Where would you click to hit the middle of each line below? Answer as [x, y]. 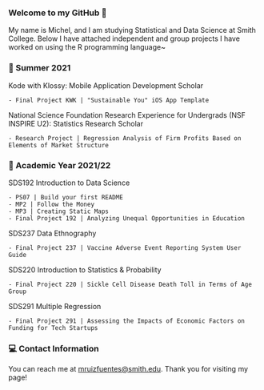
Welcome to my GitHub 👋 [58, 13]
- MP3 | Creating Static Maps [59, 211]
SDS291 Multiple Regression [55, 306]
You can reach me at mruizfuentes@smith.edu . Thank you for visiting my [128, 369]
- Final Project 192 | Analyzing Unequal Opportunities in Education [127, 218]
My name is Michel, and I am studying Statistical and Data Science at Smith [132, 30]
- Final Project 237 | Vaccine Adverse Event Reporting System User [125, 247]
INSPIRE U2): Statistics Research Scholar [76, 123]
